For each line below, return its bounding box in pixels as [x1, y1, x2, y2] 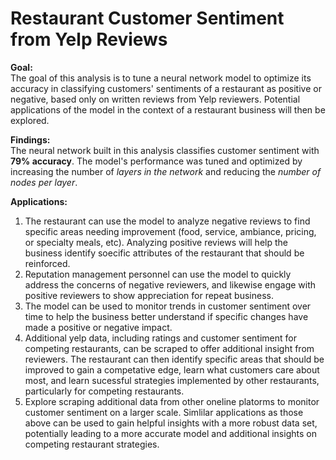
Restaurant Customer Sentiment [10, 7, 285, 30]
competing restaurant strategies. [24, 438, 160, 450]
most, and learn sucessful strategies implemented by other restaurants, [24, 374, 320, 386]
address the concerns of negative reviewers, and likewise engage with [24, 278, 317, 291]
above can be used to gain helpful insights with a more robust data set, [24, 417, 318, 429]
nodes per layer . [10, 176, 78, 188]
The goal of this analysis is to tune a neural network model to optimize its [10, 72, 312, 84]
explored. [10, 114, 50, 126]
